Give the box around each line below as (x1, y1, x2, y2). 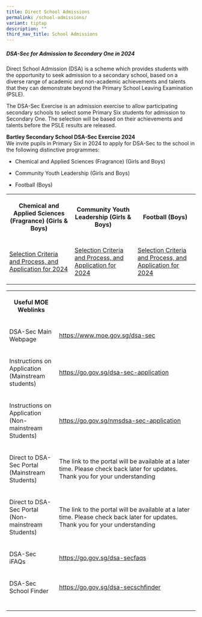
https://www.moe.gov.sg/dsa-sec (59, 331, 156, 340)
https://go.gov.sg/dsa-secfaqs (59, 554, 146, 562)
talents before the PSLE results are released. (6, 122, 117, 129)
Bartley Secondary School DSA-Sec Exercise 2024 (6, 133, 135, 141)
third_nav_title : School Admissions (6, 31, 98, 37)
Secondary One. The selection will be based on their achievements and (6, 115, 183, 122)
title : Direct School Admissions (6, 8, 90, 15)
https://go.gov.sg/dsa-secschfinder (59, 583, 161, 592)
